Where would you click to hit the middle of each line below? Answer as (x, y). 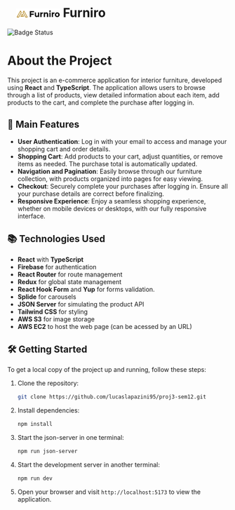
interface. (31, 216)
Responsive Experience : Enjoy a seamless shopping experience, (112, 201)
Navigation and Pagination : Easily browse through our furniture (109, 171)
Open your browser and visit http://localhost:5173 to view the (109, 492)
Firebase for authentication (57, 267)
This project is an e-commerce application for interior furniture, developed (115, 80)
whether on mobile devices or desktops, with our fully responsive (112, 208)
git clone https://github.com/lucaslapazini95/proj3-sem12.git (112, 397)
